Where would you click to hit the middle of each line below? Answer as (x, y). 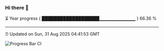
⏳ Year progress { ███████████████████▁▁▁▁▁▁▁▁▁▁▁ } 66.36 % (81, 18)
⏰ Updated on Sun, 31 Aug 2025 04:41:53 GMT (52, 34)
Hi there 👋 (17, 8)
